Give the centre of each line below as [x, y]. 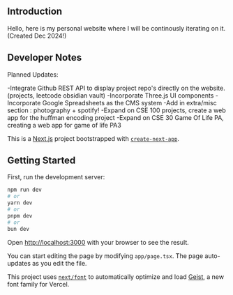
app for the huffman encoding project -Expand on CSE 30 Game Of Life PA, [116, 117]
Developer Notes [45, 58]
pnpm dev [20, 215]
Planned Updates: [33, 74]
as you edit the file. [60, 263]
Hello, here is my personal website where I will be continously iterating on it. [116, 28]
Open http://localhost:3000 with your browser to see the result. [98, 242]
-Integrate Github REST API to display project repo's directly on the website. [116, 88]
